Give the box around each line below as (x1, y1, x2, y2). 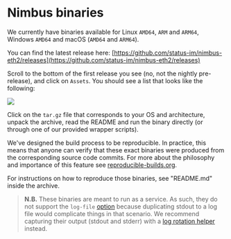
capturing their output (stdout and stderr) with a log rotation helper (24, 217, 215, 225)
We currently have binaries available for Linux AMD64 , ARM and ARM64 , (7, 28, 199, 36)
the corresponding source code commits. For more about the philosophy (7, 153, 215, 161)
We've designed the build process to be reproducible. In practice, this (7, 139, 207, 147)
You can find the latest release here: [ (7, 48, 114, 57)
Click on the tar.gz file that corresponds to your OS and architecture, (7, 110, 205, 118)
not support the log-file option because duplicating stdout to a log (24, 202, 217, 211)
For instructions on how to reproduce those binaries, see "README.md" (7, 174, 213, 182)
